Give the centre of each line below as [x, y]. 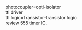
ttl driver [14, 12]
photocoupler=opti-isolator [33, 7]
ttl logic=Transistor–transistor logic [41, 18]
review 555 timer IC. [26, 23]
